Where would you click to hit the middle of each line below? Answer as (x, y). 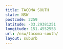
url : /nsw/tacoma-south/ (32, 34)
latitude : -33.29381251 (31, 24)
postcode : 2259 (22, 19)
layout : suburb (22, 39)
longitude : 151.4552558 (31, 29)
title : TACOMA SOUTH (27, 10)
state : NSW (17, 15)
